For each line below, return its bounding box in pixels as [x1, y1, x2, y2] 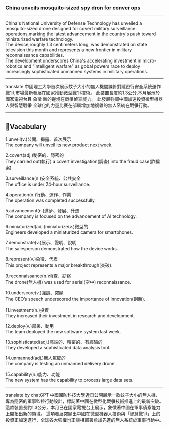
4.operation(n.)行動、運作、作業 [5, 192, 72, 198]
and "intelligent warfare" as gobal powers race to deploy [23, 63, 141, 69]
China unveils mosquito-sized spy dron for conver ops [5, 4, 141, 11]
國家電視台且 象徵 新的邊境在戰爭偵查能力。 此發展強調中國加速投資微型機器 [5, 96, 163, 102]
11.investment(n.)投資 [5, 307, 49, 313]
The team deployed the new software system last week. [5, 329, 121, 335]
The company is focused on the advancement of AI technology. [5, 213, 137, 219]
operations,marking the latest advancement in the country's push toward [5, 31, 156, 37]
